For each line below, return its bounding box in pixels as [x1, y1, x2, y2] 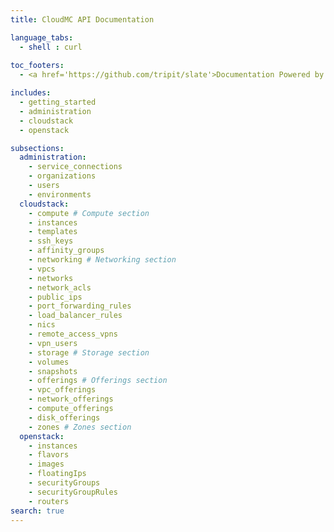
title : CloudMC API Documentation [10, 14, 155, 25]
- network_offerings [28, 394, 114, 405]
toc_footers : [10, 61, 65, 71]
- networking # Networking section [28, 255, 177, 265]
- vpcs [28, 264, 56, 274]
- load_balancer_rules [28, 311, 123, 321]
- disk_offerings [28, 412, 101, 423]
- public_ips [28, 292, 83, 302]
